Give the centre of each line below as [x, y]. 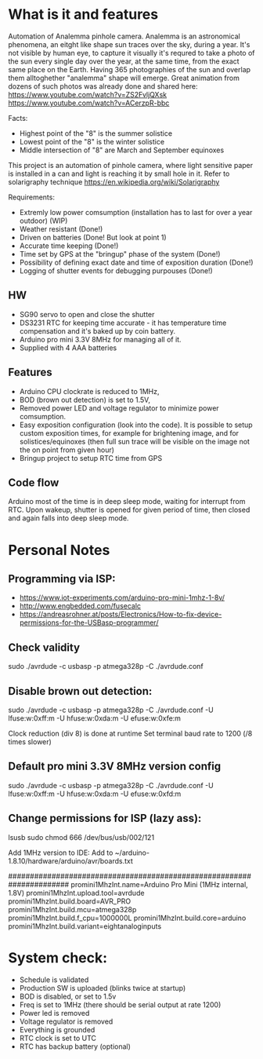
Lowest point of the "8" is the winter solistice [92, 141]
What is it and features [83, 15]
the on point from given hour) [67, 450]
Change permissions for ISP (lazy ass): [105, 818]
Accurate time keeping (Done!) [69, 246]
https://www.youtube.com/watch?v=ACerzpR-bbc [89, 103]
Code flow [34, 482]
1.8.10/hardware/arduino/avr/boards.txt [70, 860]
